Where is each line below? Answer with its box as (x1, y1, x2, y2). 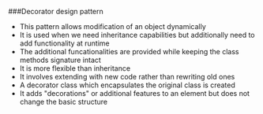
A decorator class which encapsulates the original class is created (19, 80, 235, 90)
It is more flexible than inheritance (19, 64, 131, 73)
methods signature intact (19, 55, 101, 64)
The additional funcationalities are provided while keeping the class (19, 47, 239, 56)
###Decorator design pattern (8, 7, 104, 16)
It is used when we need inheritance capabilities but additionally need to (19, 31, 255, 39)
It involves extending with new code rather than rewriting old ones (19, 72, 235, 81)
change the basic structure (19, 97, 108, 106)
